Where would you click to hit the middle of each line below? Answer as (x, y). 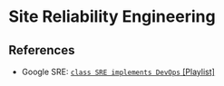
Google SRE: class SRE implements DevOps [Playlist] (118, 72)
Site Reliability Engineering (112, 17)
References (42, 50)
